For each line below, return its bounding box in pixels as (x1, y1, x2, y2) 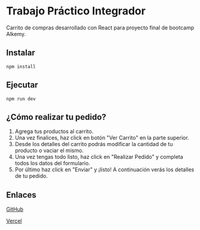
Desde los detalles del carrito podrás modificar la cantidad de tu (14, 141, 173, 148)
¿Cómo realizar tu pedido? (6, 112, 106, 122)
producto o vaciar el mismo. (14, 147, 84, 154)
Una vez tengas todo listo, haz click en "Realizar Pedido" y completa (14, 153, 183, 161)
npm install (6, 63, 36, 69)
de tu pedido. (14, 172, 48, 180)
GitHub (6, 205, 24, 213)
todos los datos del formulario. (14, 160, 91, 167)
